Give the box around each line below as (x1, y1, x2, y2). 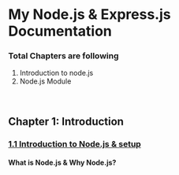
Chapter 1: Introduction (8, 114, 125, 128)
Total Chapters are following (8, 50, 120, 61)
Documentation (8, 22, 113, 40)
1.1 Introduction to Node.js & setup (8, 138, 142, 149)
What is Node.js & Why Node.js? (8, 158, 117, 167)
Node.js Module (19, 76, 72, 86)
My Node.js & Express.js (8, 6, 171, 24)
